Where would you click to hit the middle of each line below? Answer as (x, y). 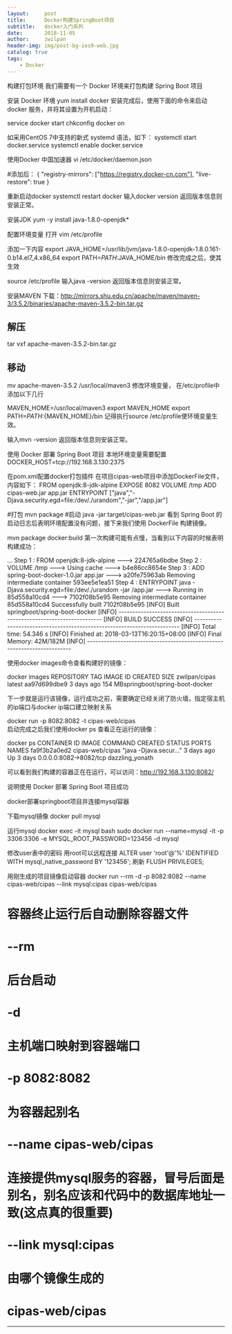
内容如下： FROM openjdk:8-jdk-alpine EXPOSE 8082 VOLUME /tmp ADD (112, 485)
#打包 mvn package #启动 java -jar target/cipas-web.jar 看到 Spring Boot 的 (115, 515)
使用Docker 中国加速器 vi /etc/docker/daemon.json (79, 159)
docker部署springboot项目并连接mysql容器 (68, 801)
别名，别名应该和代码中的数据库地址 (110, 1195)
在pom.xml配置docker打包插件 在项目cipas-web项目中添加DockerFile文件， (115, 477)
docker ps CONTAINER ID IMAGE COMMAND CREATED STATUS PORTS (109, 743)
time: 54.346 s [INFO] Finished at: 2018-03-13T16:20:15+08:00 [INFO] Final (115, 634)
